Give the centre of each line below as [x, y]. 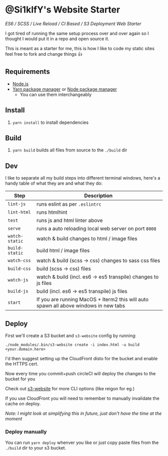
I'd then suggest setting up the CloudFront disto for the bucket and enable [81, 358]
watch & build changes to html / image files [87, 239]
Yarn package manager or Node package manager [65, 89]
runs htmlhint [52, 212]
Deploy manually [26, 431]
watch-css [19, 261]
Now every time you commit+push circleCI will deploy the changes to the [80, 373]
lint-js [17, 204]
